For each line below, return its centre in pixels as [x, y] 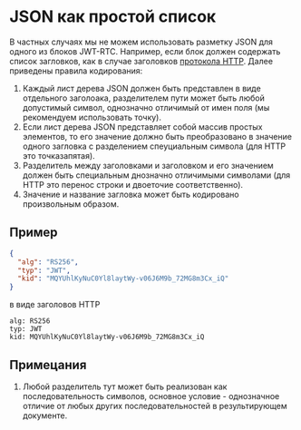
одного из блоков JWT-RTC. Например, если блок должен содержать [145, 51]
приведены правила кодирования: [76, 71]
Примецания [48, 365]
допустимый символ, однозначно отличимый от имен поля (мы [146, 107]
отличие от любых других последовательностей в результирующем [155, 406]
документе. [45, 415]
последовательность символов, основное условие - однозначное [151, 396]
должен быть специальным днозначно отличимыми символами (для [156, 175]
